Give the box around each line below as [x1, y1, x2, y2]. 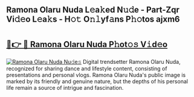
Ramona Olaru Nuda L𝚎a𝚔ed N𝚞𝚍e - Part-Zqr [6, 5, 179, 15]
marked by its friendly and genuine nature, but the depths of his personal [6, 78, 189, 85]
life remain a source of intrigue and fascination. [6, 84, 124, 91]
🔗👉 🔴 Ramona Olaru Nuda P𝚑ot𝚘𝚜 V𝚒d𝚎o [6, 39, 168, 49]
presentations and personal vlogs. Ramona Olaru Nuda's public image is [6, 72, 186, 78]
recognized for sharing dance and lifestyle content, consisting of [6, 65, 167, 72]
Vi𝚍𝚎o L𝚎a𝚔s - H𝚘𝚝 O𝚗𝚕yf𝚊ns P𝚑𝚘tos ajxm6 [6, 14, 180, 25]
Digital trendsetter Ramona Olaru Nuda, [82, 58, 181, 65]
